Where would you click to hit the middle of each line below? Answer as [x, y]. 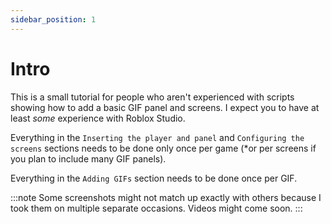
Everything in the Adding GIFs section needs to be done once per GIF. [154, 178]
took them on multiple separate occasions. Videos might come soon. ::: [156, 208]
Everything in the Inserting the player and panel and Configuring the [157, 137]
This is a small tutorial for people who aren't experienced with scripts [152, 97]
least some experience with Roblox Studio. [98, 118]
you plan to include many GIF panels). [88, 158]
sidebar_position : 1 [53, 19]
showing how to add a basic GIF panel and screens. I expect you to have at [165, 107]
